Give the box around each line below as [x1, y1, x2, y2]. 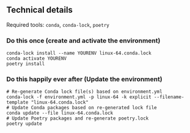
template [6, 99, 29, 106]
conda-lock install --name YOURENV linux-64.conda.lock [6, 50, 152, 57]
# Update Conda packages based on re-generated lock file [6, 105, 157, 111]
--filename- [153, 94, 185, 100]
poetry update [6, 121, 43, 127]
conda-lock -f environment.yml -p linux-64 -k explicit [6, 94, 152, 100]
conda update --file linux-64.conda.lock [6, 110, 114, 117]
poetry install [6, 61, 45, 67]
